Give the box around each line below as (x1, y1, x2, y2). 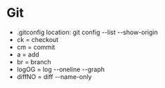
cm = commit (16, 43, 55, 51)
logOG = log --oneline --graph (16, 65, 105, 73)
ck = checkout (16, 35, 59, 43)
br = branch (16, 57, 52, 66)
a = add (16, 50, 39, 59)
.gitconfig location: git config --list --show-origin (16, 28, 159, 36)
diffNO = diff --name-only (16, 72, 92, 81)
